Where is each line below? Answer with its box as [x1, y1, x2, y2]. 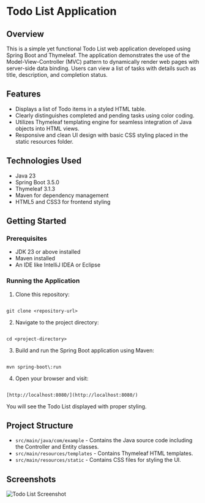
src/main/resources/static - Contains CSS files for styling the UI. [15, 456, 182, 464]
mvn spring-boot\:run [6, 364, 62, 370]
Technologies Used [6, 155, 81, 166]
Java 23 [15, 172, 36, 179]
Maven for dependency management [15, 192, 109, 199]
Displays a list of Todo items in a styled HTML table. [15, 105, 146, 112]
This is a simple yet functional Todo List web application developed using [6, 45, 191, 52]
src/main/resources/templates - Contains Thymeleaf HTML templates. [15, 450, 193, 457]
